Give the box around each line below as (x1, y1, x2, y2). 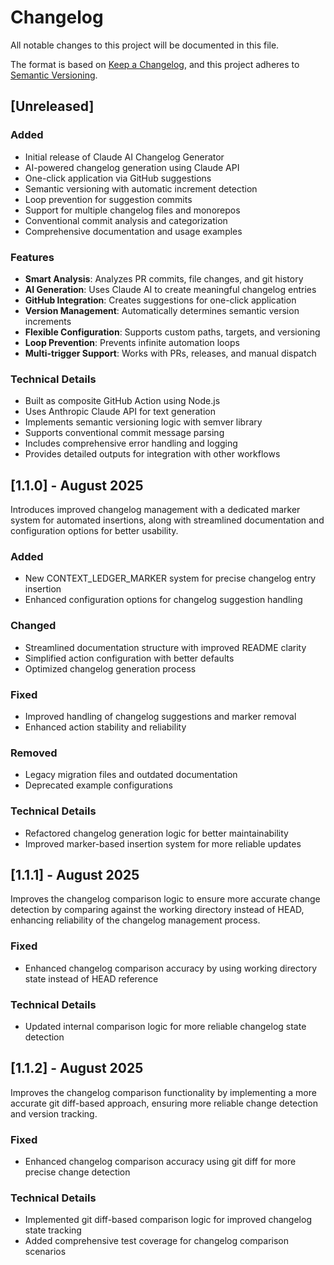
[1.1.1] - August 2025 (10, 866, 140, 883)
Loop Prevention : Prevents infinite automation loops (24, 336, 240, 348)
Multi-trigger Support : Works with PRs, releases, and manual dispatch (24, 347, 317, 359)
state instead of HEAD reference (24, 972, 159, 985)
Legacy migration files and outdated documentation (24, 769, 238, 781)
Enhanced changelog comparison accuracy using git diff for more (24, 1156, 297, 1168)
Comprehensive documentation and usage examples (24, 225, 243, 237)
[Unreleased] (10, 98, 95, 115)
